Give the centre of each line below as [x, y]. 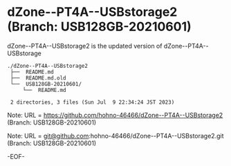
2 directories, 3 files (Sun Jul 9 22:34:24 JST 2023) [92, 102]
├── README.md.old [38, 78]
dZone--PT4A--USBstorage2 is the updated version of [85, 46]
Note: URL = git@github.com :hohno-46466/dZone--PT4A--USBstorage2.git [115, 136]
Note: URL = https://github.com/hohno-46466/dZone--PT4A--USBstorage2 [115, 115]
